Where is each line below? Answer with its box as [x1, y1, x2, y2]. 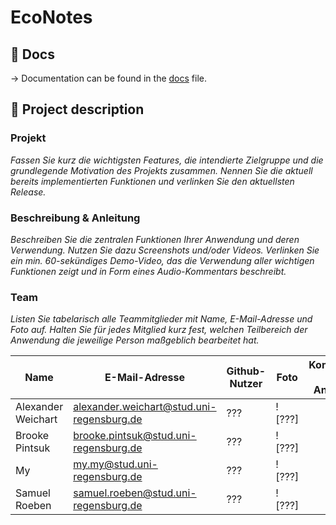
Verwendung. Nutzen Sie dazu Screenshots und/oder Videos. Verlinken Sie [10, 244, 320, 256]
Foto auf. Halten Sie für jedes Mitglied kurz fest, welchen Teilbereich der [10, 324, 308, 336]
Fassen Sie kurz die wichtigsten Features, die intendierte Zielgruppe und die [10, 154, 324, 166]
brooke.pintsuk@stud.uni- [73, 429, 197, 443]
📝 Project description [10, 101, 145, 118]
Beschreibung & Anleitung [10, 211, 141, 225]
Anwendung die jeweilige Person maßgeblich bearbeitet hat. [10, 334, 260, 346]
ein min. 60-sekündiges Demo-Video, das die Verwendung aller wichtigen [10, 254, 315, 266]
